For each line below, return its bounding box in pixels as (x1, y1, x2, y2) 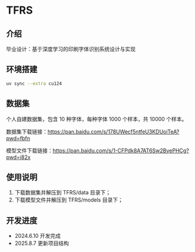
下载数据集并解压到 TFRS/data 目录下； (14, 189, 111, 196)
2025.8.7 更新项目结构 (14, 240, 69, 247)
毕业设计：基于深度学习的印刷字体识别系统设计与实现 (6, 46, 136, 52)
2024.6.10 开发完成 (14, 232, 61, 240)
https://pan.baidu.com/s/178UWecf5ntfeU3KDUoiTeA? (47, 128, 180, 135)
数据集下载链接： (6, 128, 48, 135)
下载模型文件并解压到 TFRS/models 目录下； (14, 196, 123, 203)
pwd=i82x (6, 154, 31, 161)
